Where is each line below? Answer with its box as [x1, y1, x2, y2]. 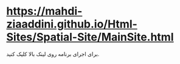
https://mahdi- [6, 4, 83, 18]
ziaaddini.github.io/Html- [6, 17, 138, 31]
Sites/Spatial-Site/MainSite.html [6, 30, 175, 44]
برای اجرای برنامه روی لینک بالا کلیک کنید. [6, 50, 100, 57]
